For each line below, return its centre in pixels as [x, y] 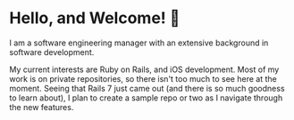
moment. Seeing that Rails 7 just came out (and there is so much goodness [147, 88]
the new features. [42, 107]
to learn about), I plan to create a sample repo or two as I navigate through [146, 98]
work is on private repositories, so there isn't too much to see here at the [143, 78]
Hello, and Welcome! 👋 [95, 18]
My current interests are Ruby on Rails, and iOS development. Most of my [144, 69]
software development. [52, 52]
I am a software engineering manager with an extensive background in [139, 43]
